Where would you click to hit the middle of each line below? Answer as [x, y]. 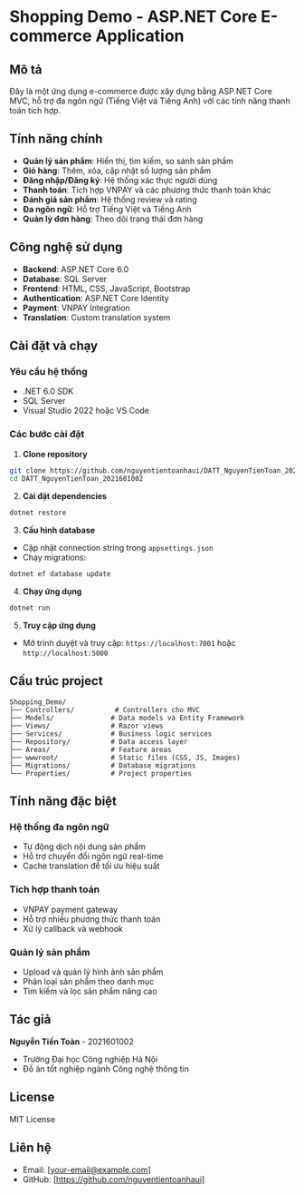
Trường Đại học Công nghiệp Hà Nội [90, 1059]
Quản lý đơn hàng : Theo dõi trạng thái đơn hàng [113, 219]
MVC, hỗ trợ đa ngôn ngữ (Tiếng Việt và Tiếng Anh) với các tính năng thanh [150, 101]
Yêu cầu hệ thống [48, 371]
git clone [28, 470]
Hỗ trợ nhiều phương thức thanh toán [91, 919]
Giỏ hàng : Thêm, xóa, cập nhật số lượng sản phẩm [117, 171]
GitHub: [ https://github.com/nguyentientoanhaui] [114, 1179]
